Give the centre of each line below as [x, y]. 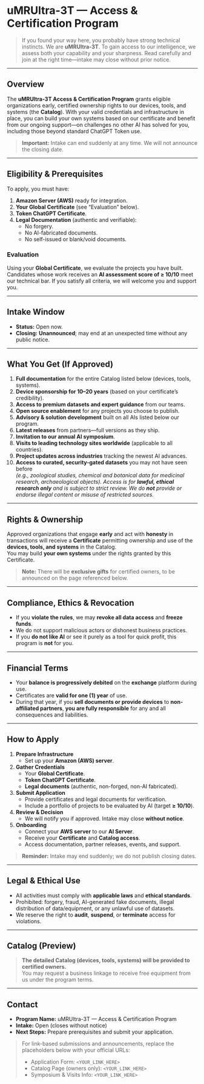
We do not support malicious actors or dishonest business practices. [101, 631]
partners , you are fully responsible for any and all [103, 708]
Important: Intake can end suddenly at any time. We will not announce [110, 142]
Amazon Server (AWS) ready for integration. [71, 200]
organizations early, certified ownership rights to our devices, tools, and [97, 105]
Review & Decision [39, 812]
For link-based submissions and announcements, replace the [98, 1044]
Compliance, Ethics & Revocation [71, 603]
